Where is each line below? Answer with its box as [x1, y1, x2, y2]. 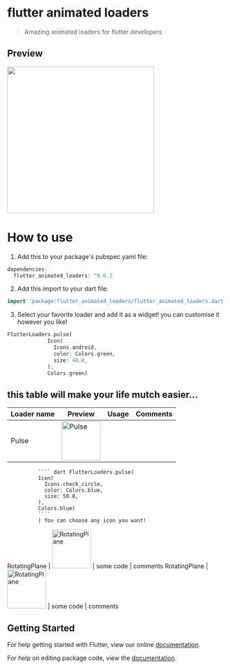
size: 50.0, [44, 493, 79, 500]
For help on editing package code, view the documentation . [7, 654, 177, 662]
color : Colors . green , [53, 350, 116, 357]
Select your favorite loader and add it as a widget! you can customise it [17, 311, 220, 319]
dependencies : [7, 266, 48, 273]
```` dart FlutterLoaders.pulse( [37, 469, 135, 476]
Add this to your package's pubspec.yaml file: [17, 252, 148, 260]
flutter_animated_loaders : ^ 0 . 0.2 [13, 272, 113, 279]
